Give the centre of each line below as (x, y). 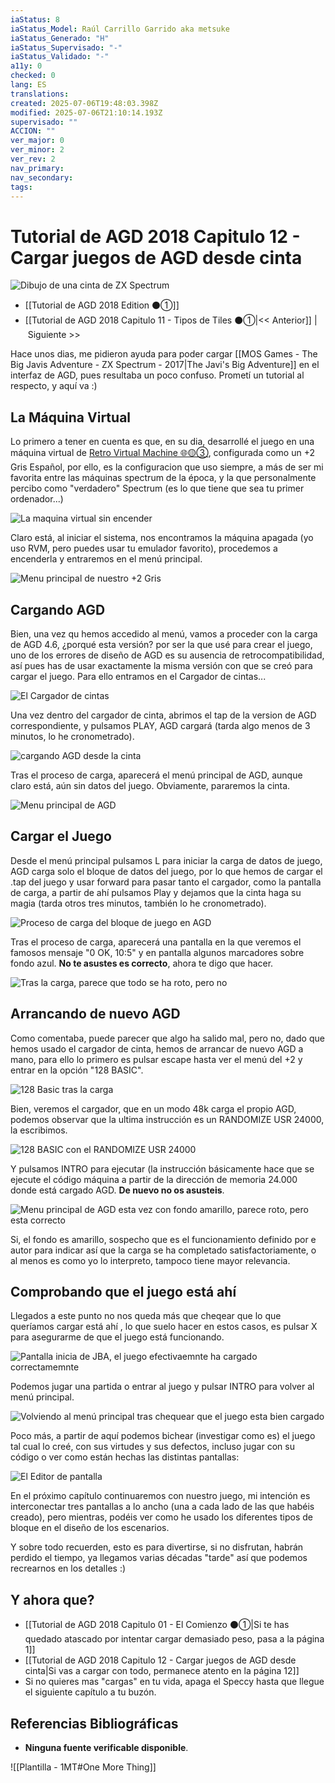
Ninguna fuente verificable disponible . (106, 1747)
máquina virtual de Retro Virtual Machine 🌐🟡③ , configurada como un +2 (163, 453)
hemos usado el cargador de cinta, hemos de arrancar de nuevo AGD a (157, 1048)
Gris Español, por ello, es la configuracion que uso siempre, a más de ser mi (167, 467)
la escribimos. (39, 1130)
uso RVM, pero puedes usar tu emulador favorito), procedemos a (144, 548)
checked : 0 (33, 76)
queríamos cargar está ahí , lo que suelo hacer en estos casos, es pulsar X (164, 1327)
